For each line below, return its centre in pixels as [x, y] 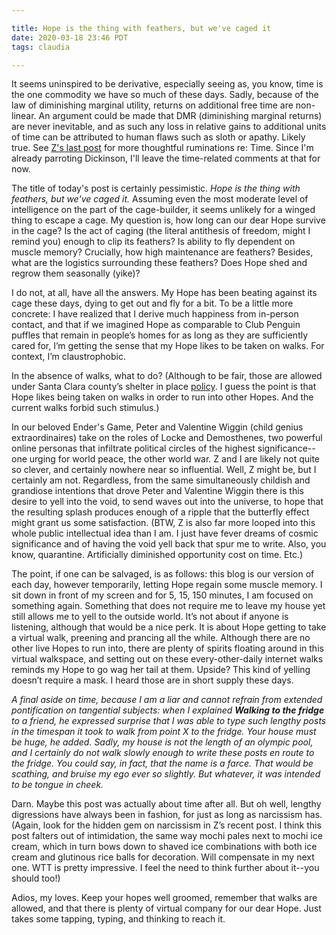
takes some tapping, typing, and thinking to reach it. [118, 919]
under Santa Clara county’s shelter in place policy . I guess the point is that [164, 387]
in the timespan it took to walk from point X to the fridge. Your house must [164, 732]
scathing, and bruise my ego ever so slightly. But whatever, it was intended [166, 774]
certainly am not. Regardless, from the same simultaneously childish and [161, 480]
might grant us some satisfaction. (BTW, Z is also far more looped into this [163, 523]
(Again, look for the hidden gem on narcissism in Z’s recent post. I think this [166, 825]
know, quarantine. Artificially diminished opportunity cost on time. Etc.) [157, 555]
